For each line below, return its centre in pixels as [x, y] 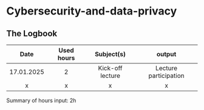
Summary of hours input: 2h [41, 100]
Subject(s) [110, 54]
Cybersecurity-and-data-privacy [92, 11]
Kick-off [110, 68]
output [166, 54]
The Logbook [32, 34]
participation [166, 76]
